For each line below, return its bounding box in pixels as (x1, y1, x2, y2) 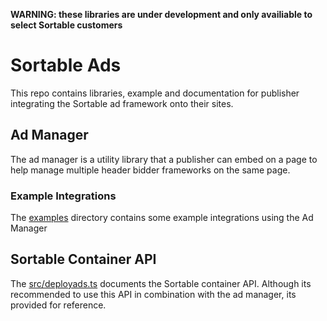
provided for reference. (10, 299, 107, 311)
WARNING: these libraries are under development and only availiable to (10, 9, 313, 20)
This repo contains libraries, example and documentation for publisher (10, 87, 300, 99)
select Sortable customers (10, 19, 123, 31)
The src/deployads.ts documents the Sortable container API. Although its (10, 277, 312, 289)
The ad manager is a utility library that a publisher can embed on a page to (10, 153, 318, 165)
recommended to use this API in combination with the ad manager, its (10, 288, 297, 300)
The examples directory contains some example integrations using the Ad (10, 212, 314, 224)
